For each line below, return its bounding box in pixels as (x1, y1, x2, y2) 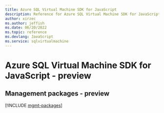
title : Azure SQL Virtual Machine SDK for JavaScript (5, 7, 117, 12)
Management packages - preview (5, 90, 110, 98)
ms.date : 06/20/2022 (5, 25, 47, 30)
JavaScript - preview (5, 70, 92, 81)
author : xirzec (5, 16, 36, 21)
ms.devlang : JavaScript (5, 35, 54, 39)
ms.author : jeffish (5, 20, 45, 26)
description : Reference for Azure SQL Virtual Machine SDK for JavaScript (5, 12, 161, 17)
